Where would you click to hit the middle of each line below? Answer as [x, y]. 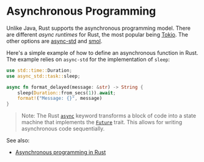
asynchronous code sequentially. [63, 129]
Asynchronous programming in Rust [60, 152]
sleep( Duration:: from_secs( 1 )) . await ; [67, 93]
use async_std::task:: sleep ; [43, 76]
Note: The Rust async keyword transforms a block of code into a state [109, 116]
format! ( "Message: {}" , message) [60, 99]
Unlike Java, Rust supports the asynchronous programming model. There [99, 28]
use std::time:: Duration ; [39, 70]
